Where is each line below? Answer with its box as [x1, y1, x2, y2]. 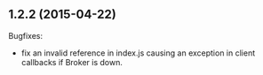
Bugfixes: [8, 30, 44, 41]
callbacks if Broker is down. [20, 56, 124, 67]
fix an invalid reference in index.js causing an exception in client [20, 48, 256, 58]
